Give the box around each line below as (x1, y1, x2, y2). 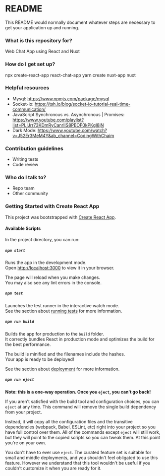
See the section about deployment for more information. (5, 366, 120, 372)
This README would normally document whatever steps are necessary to (5, 19, 156, 25)
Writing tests (12, 156, 39, 162)
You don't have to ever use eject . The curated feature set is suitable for (5, 449, 152, 455)
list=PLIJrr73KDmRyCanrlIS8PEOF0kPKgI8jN (12, 122, 104, 128)
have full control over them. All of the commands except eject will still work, (5, 429, 161, 435)
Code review (12, 162, 39, 168)
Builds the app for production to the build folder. (5, 331, 105, 337)
